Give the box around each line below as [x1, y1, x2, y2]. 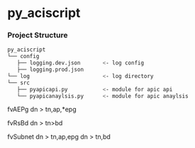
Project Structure [7, 30, 68, 40]
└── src [7, 79, 30, 86]
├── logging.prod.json [16, 66, 84, 74]
